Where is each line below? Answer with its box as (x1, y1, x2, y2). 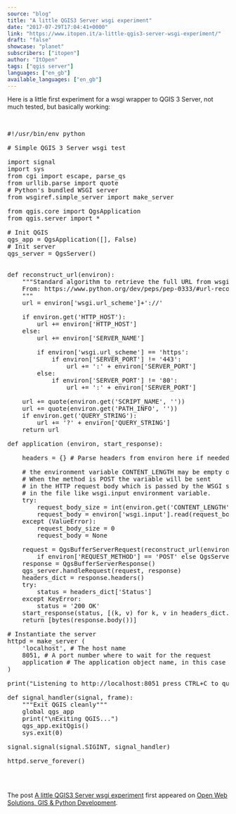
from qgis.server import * (7, 214, 100, 223)
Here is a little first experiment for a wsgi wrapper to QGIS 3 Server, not (7, 95, 214, 104)
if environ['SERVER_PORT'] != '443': (51, 355, 182, 364)
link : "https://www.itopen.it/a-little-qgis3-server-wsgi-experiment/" (7, 30, 221, 37)
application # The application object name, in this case (22, 658, 226, 667)
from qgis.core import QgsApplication (7, 207, 141, 216)
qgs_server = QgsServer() (7, 249, 97, 258)
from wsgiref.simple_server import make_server (7, 193, 174, 202)
